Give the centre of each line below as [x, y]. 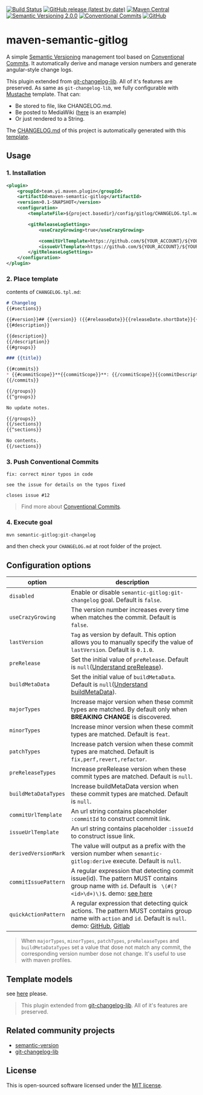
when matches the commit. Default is [124, 618]
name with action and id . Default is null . [129, 919]
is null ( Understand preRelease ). [117, 667]
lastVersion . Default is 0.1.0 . [112, 650]
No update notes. [28, 407]
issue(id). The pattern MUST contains [124, 878]
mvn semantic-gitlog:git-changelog [51, 535]
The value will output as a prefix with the [128, 846]
